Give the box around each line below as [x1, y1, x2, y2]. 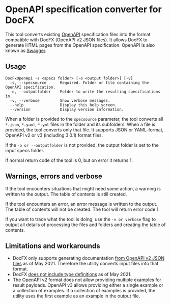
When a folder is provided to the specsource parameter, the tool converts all [5, 116, 163, 122]
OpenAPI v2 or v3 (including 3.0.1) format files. [5, 132, 103, 138]
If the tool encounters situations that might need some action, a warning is [5, 185, 161, 191]
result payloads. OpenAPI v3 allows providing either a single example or [12, 282, 164, 288]
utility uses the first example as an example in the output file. [12, 293, 140, 299]
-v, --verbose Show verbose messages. [10, 98, 110, 103]
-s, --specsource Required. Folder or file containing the [10, 80, 149, 85]
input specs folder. [5, 147, 45, 153]
